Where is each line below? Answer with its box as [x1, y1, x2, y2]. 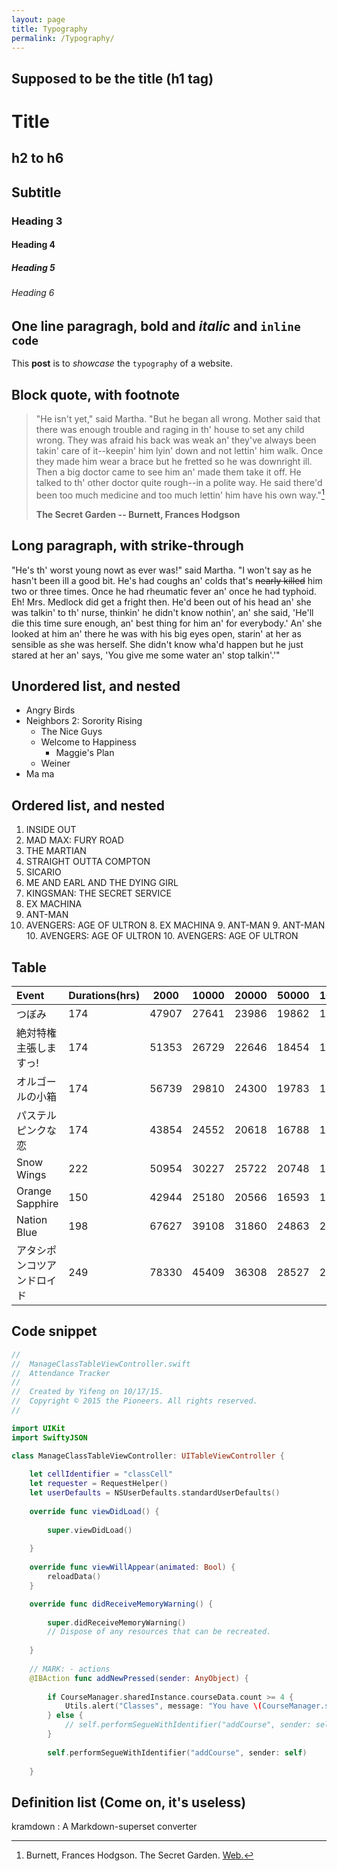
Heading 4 [11, 239, 56, 251]
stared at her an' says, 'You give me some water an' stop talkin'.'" [11, 649, 281, 661]
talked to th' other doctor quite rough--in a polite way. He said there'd [35, 477, 323, 489]
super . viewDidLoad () [47, 1525, 133, 1535]
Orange [16, 1184, 52, 1198]
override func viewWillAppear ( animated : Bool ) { [29, 1562, 236, 1573]
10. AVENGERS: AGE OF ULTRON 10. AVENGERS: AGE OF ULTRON [25, 930, 299, 942]
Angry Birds [25, 704, 76, 716]
